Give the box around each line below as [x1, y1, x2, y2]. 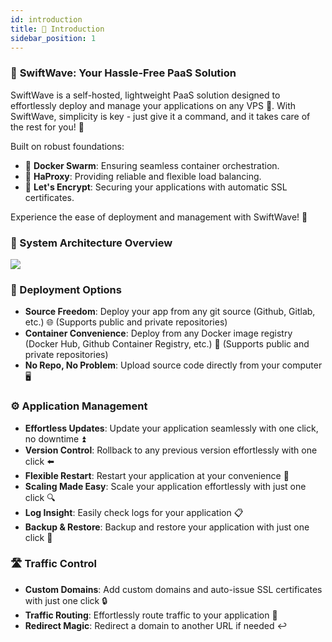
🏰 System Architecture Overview [10, 236, 173, 250]
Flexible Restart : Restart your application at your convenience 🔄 [24, 469, 290, 481]
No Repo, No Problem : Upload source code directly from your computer [24, 359, 323, 371]
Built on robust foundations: [10, 140, 125, 152]
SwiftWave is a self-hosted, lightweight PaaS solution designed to [10, 89, 281, 101]
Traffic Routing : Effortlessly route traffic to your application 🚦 [24, 609, 278, 621]
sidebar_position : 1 [10, 33, 97, 43]
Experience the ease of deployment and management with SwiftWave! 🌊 [10, 211, 308, 223]
